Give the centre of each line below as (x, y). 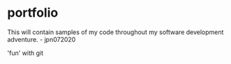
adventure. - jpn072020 (42, 39)
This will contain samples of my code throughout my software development (115, 32)
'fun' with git (25, 53)
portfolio (33, 13)
